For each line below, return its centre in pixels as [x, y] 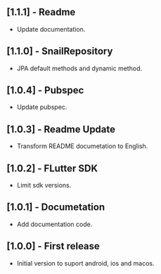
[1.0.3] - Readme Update [61, 129]
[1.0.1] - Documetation [56, 207]
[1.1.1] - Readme [41, 12]
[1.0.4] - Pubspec [45, 90]
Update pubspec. [42, 107]
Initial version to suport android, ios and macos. [85, 263]
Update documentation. [51, 29]
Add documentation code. [54, 224]
